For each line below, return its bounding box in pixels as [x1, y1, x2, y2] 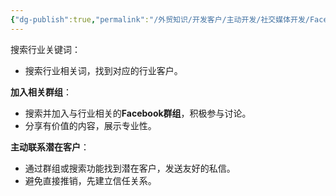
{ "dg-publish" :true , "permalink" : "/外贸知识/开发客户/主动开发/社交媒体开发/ [10, 14, 310, 25]
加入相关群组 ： [10, 86, 72, 98]
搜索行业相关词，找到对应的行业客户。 [24, 64, 183, 76]
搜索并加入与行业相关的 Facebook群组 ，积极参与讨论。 [24, 107, 252, 119]
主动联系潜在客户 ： [10, 141, 90, 153]
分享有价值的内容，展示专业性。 [24, 119, 157, 131]
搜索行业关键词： [10, 43, 81, 55]
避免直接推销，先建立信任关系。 [24, 174, 157, 186]
